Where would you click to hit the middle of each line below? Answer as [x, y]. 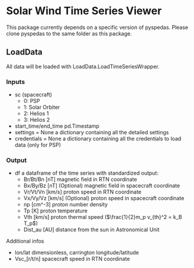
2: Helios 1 [36, 114]
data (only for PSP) [38, 145]
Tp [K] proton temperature [55, 211]
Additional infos [25, 241]
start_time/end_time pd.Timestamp [57, 126]
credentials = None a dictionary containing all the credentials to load [98, 139]
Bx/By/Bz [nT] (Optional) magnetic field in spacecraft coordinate [102, 186]
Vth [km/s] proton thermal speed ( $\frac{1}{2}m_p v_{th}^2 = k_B [103, 217]
